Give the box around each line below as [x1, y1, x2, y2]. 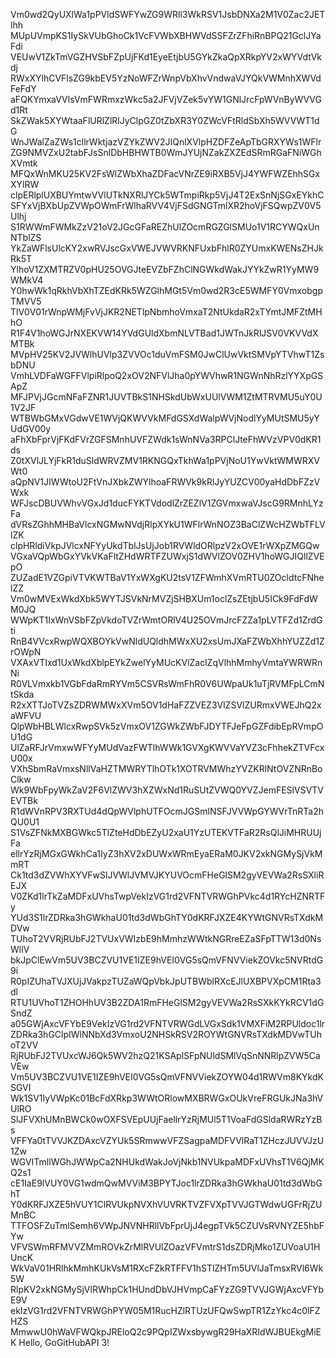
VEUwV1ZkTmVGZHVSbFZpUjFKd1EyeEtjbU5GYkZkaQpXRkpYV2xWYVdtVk [10, 51, 322, 63]
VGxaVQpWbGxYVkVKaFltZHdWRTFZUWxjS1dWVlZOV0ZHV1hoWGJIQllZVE [10, 550, 325, 562]
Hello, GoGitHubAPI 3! [18, 1337, 110, 1348]
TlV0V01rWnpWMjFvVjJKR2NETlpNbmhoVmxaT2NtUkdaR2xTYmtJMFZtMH [10, 306, 323, 318]
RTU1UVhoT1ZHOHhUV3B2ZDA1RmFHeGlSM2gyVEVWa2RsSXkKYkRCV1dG [10, 997, 325, 1008]
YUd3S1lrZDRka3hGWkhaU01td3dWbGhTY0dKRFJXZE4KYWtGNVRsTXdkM [10, 912, 324, 923]
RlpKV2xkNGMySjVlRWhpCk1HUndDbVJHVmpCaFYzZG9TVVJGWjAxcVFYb [10, 1284, 325, 1295]
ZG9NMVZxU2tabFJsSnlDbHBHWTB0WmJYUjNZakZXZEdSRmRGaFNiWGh [10, 147, 322, 158]
